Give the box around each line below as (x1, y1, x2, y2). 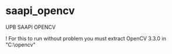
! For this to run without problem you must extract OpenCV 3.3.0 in (5, 35, 167, 42)
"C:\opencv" (5, 41, 36, 48)
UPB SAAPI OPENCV (5, 23, 56, 31)
